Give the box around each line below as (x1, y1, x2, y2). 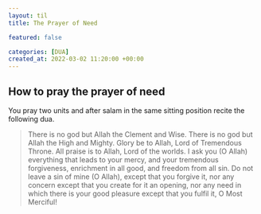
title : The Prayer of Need (8, 19, 98, 27)
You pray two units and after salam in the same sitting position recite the (8, 105, 245, 115)
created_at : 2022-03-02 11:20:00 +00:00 (8, 55, 145, 64)
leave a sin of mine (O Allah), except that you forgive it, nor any (27, 172, 235, 181)
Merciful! (27, 196, 57, 207)
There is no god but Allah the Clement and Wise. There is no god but (27, 129, 253, 139)
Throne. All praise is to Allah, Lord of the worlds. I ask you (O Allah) (27, 146, 248, 156)
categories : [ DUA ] (8, 48, 69, 56)
